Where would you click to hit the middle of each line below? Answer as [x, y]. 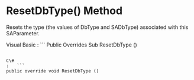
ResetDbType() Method [64, 11]
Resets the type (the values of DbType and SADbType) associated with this [97, 27]
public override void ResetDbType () [53, 71]
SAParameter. [23, 33]
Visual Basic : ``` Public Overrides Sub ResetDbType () [72, 45]
